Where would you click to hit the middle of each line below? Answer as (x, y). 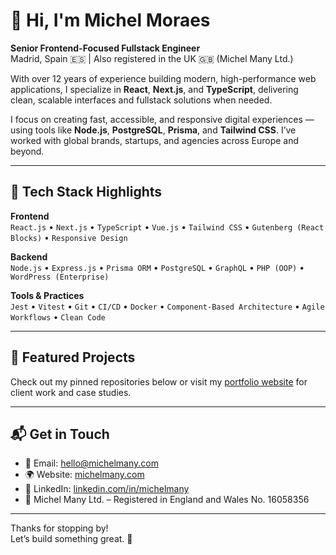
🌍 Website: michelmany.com (84, 475)
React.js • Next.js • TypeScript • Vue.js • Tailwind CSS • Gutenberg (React (167, 226)
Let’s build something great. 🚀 (71, 539)
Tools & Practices (47, 295)
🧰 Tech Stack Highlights (86, 192)
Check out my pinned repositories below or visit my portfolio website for (159, 381)
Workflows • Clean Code (58, 316)
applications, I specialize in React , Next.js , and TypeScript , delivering (154, 89)
